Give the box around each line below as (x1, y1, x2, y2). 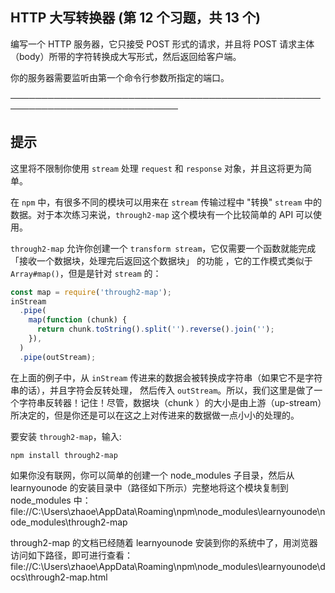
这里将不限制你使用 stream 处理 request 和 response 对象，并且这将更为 (10, 162, 303, 174)
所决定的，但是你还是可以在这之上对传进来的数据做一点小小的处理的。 (10, 409, 300, 421)
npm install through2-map (10, 450, 118, 460)
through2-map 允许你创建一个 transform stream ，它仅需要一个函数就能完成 (10, 242, 317, 254)
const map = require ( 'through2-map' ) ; (10, 287, 172, 297)
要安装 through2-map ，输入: (10, 430, 122, 442)
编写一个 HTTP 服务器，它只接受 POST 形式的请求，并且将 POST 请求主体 (10, 38, 315, 50)
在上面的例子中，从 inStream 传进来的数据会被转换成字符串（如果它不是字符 (10, 371, 323, 383)
